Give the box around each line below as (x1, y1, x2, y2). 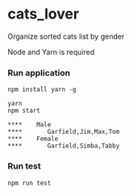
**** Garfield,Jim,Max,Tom (7, 128, 120, 136)
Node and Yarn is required (7, 47, 95, 56)
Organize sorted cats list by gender (7, 31, 125, 41)
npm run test (7, 179, 52, 187)
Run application (7, 67, 70, 78)
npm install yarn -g (7, 85, 77, 93)
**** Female (7, 135, 59, 143)
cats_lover (7, 5, 80, 23)
